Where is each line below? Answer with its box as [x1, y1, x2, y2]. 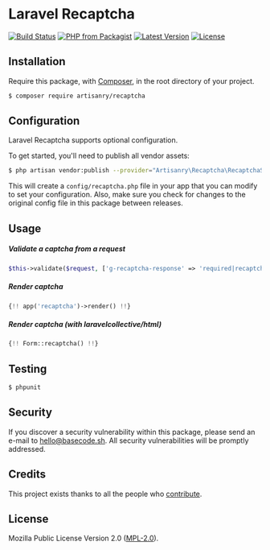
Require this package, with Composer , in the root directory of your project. [8, 76, 255, 85]
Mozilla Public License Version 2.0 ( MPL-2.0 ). [8, 533, 159, 544]
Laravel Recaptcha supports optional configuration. [8, 135, 178, 145]
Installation [8, 55, 66, 68]
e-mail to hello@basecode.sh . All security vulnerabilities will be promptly [8, 436, 249, 445]
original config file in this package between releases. [8, 198, 183, 208]
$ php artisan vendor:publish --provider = [8, 167, 153, 175]
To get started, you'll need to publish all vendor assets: [8, 151, 190, 161]
